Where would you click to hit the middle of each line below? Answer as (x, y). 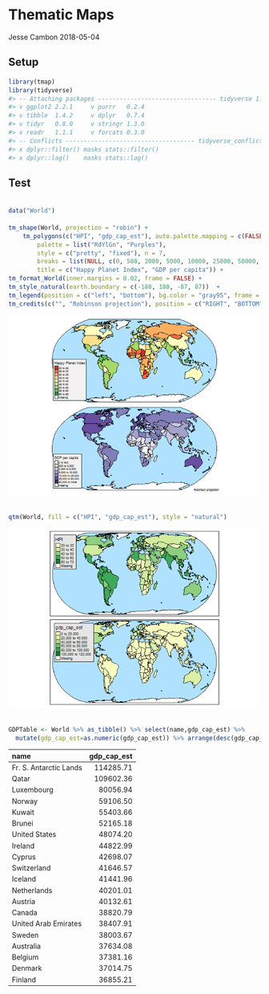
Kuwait (23, 812)
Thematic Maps (61, 15)
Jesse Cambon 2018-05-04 (54, 37)
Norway (25, 801)
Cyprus (24, 857)
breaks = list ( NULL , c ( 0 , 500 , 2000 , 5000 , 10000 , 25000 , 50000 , (149, 262)
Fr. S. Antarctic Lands (47, 767)
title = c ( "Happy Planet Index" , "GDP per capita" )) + (130, 270)
